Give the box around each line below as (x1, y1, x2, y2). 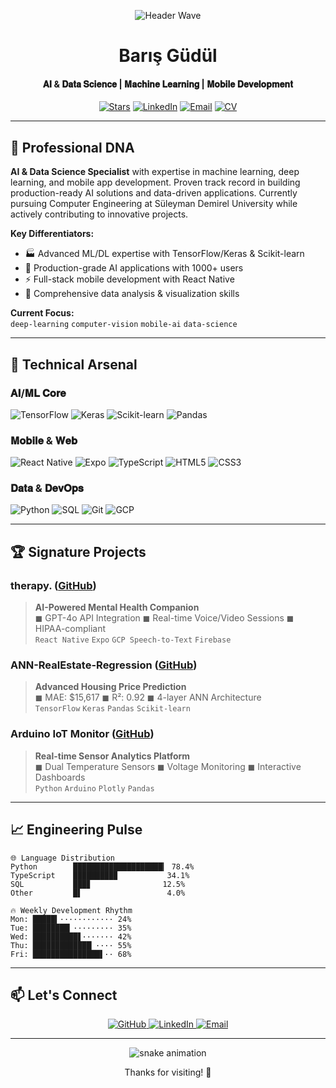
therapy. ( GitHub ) (10, 578, 97, 592)
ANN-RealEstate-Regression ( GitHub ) (10, 658, 198, 672)
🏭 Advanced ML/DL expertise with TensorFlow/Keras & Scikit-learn (24, 248, 305, 260)
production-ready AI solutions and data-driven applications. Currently (10, 187, 298, 199)
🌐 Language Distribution (10, 853, 116, 863)
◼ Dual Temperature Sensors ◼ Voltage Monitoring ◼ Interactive (34, 760, 302, 772)
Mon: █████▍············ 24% (10, 914, 132, 924)
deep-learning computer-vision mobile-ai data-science (10, 320, 238, 330)
